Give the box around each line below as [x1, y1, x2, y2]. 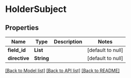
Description [53, 38, 82, 45]
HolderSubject [5, 3, 66, 15]
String [34, 55, 49, 61]
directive [7, 55, 29, 61]
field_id [7, 46, 26, 53]
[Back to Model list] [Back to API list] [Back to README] [5, 67, 120, 73]
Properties [5, 23, 39, 32]
